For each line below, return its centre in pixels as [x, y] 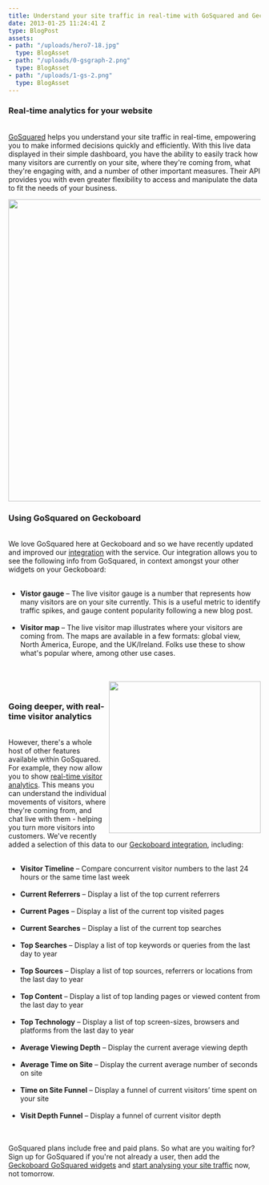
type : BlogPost [34, 30]
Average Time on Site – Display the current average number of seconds [139, 1065]
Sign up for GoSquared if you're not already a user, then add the [114, 1157]
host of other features [44, 751]
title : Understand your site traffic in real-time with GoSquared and [128, 16]
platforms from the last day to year [77, 1030]
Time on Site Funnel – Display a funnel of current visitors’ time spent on [139, 1090]
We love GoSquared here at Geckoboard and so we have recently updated [131, 544]
